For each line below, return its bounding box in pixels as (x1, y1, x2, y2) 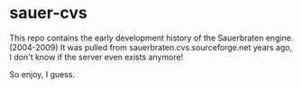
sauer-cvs (9, 3, 87, 23)
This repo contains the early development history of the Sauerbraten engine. (9, 32, 294, 43)
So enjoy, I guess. (9, 68, 76, 79)
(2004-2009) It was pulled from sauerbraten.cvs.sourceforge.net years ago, (9, 41, 293, 52)
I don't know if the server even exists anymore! (9, 51, 184, 62)
